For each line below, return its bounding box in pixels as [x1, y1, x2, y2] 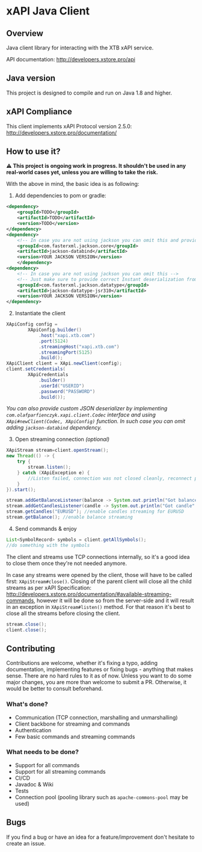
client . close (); [6, 627, 47, 633]
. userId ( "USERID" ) [38, 383, 85, 389]
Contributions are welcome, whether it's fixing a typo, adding [6, 659, 158, 667]
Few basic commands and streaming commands [14, 733, 135, 740]
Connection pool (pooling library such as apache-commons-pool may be [14, 793, 188, 801]
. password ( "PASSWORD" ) [38, 388, 96, 395]
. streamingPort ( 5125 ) [38, 349, 93, 356]
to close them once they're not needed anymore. [6, 560, 127, 567]
